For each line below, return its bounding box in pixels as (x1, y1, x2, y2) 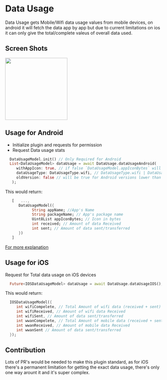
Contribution (5, 346, 46, 354)
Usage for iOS (5, 258, 49, 267)
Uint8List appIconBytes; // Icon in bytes (31, 217, 121, 222)
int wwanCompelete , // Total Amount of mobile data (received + (16, 318, 153, 323)
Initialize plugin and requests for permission (12, 142, 102, 148)
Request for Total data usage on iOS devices (5, 271, 96, 278)
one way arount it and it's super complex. (5, 370, 90, 376)
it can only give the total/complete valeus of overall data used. (5, 30, 133, 36)
